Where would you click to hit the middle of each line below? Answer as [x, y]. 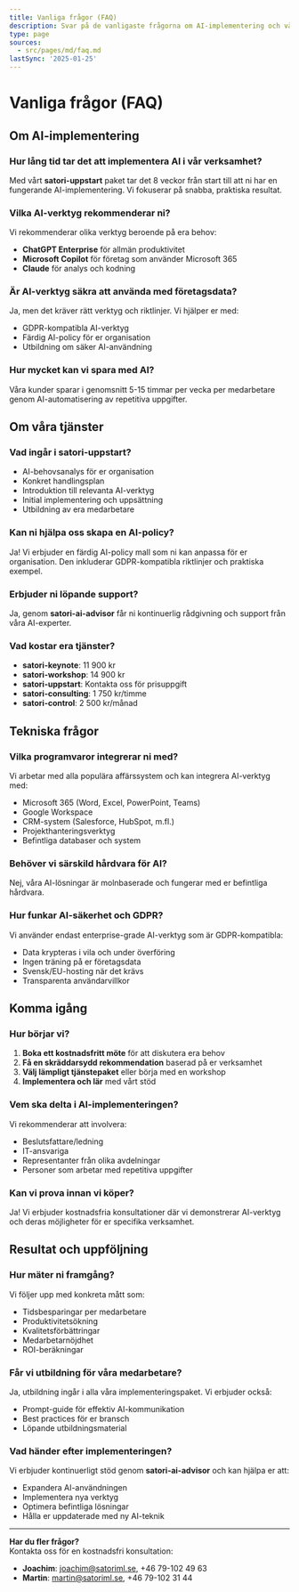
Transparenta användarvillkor [76, 980]
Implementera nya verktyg [70, 1498]
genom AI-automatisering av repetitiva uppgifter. [98, 399]
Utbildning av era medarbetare [78, 509]
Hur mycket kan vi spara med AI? [82, 370]
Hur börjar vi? [40, 1034]
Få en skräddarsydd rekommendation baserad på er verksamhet [142, 1063]
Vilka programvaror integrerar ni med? [94, 756]
